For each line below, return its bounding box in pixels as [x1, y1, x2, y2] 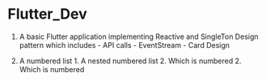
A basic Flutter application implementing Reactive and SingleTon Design [19, 32, 260, 41]
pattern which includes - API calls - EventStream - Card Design [19, 40, 230, 49]
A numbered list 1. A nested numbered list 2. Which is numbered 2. [19, 56, 242, 66]
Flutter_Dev [7, 5, 87, 23]
